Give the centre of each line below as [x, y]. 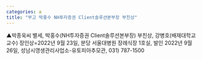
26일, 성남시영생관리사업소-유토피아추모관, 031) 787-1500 [75, 50]
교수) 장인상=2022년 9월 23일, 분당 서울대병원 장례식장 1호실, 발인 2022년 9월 [99, 43]
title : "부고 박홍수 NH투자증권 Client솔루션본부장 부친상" [72, 17]
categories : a [24, 12]
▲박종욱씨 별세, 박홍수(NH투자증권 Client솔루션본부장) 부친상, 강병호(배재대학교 [101, 35]
